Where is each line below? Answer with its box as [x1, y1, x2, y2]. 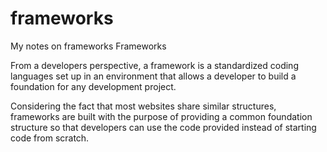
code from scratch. [10, 132, 90, 144]
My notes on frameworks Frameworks [10, 40, 167, 52]
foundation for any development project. [10, 80, 177, 92]
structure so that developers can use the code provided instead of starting [10, 121, 317, 133]
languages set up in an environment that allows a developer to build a [10, 70, 297, 82]
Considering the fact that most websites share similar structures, [10, 100, 277, 112]
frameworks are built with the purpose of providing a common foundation [10, 110, 313, 122]
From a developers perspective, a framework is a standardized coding [10, 59, 299, 71]
